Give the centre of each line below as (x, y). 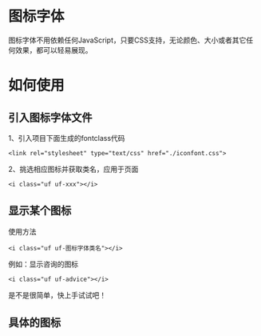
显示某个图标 (40, 211)
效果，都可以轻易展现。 (53, 50)
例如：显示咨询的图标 (43, 264)
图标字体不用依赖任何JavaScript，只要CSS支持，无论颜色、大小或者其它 (127, 40)
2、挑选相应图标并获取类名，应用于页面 (73, 169)
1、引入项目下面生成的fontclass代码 (67, 138)
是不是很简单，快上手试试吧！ (57, 295)
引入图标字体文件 (50, 117)
